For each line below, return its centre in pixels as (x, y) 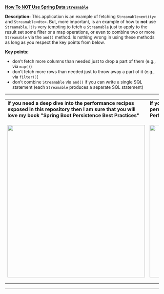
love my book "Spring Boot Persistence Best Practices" (73, 115)
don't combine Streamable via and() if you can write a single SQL (77, 82)
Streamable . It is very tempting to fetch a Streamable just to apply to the (76, 27)
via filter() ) (25, 77)
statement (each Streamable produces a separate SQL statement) (78, 87)
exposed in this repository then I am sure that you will (72, 109)
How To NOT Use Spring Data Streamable (47, 7)
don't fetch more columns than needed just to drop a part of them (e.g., (84, 61)
